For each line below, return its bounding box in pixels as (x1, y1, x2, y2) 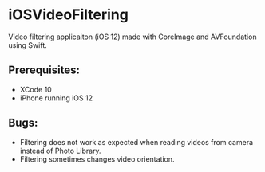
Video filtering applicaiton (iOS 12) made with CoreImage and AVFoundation (8, 32, 257, 41)
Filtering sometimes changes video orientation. (19, 154, 175, 164)
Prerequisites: (8, 64, 80, 77)
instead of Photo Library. (19, 146, 101, 155)
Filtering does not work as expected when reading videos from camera (19, 137, 254, 147)
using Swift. (8, 40, 47, 49)
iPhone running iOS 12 (19, 93, 93, 103)
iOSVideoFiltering (8, 6, 129, 24)
